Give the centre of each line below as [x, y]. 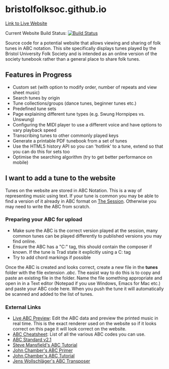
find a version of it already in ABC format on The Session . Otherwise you [81, 201]
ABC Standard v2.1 [32, 340]
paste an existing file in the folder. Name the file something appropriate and [84, 278]
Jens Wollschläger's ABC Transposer [51, 361]
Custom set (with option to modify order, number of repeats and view [85, 87]
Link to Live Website [26, 23]
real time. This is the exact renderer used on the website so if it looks [85, 324]
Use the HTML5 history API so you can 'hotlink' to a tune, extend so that [88, 146]
